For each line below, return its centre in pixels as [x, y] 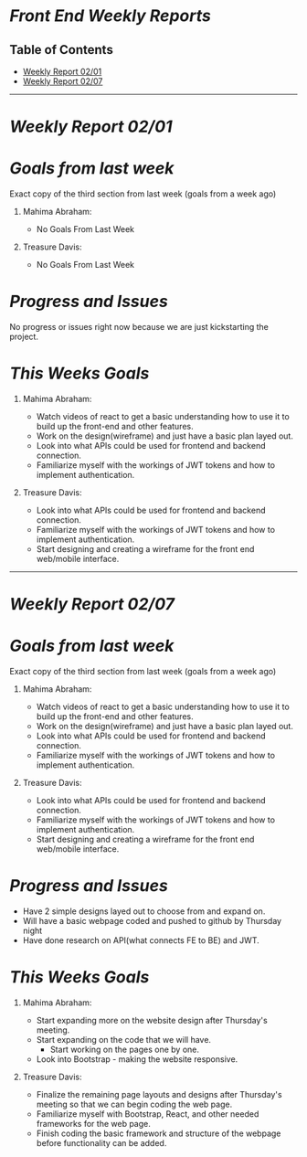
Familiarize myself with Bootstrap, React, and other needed [148, 1114]
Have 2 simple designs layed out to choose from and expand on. [144, 911]
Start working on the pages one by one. [124, 1049]
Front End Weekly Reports [111, 16]
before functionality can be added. [101, 1143]
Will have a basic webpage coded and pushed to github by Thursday [152, 921]
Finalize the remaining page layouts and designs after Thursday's [159, 1094]
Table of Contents [62, 50]
